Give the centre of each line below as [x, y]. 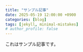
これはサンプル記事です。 [32, 44]
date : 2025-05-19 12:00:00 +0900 [41, 15]
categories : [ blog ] [26, 19]
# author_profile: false [32, 29]
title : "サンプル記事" [27, 10]
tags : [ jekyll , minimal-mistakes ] [42, 24]
